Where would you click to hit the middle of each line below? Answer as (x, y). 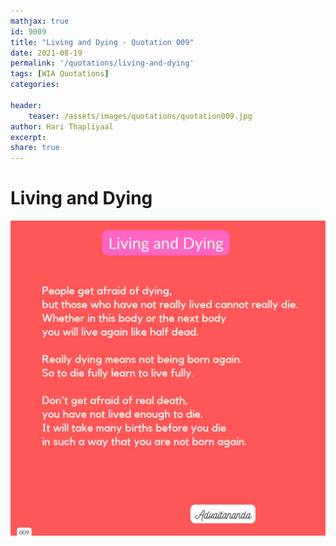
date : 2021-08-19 (46, 53)
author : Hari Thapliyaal (62, 126)
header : (26, 105)
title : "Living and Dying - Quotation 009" (102, 42)
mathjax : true (40, 21)
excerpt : (28, 137)
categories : (35, 85)
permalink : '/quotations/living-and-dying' (102, 63)
